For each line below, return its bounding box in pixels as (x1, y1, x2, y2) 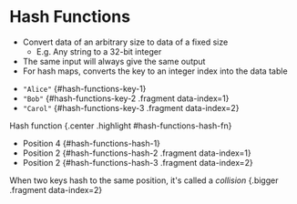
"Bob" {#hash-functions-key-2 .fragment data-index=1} (22, 93, 230, 104)
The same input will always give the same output (22, 56, 206, 66)
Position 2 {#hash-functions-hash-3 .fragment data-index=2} (22, 157, 253, 168)
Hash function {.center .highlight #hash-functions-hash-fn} (9, 120, 232, 131)
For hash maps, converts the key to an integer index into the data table (22, 66, 289, 76)
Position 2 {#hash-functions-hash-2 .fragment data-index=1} (22, 148, 252, 158)
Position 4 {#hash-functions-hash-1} (22, 138, 161, 148)
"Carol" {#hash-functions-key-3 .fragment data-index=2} (22, 102, 240, 113)
